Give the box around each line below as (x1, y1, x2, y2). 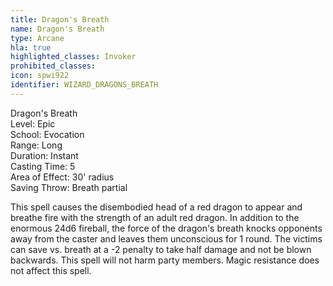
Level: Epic (10, 117, 56, 130)
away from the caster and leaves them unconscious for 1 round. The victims (10, 232, 323, 245)
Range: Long (10, 139, 63, 151)
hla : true (10, 42, 52, 53)
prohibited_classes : (10, 61, 97, 71)
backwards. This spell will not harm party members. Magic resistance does (10, 254, 320, 266)
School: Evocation (10, 128, 85, 140)
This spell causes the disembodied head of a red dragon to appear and (10, 201, 303, 213)
